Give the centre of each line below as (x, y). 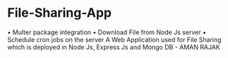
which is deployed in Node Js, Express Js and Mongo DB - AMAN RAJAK (114, 47)
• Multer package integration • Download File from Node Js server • (107, 32)
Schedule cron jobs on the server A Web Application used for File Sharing (114, 39)
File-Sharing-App (60, 13)
